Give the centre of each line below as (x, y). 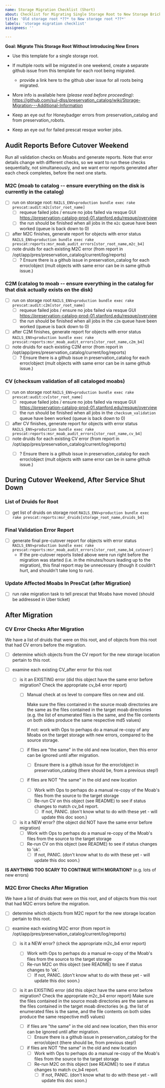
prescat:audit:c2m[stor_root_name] (49, 305)
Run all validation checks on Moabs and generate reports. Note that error (79, 157)
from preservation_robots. (39, 120)
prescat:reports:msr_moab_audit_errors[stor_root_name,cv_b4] (77, 434)
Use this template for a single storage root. (55, 56)
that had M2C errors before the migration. (47, 904)
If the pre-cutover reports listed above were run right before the (84, 555)
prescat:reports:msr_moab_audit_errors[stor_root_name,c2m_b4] (78, 342)
